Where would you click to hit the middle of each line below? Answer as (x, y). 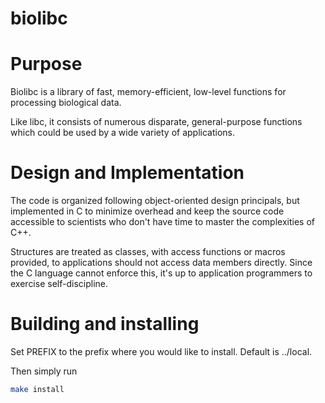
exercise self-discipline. (59, 284)
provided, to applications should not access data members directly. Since (161, 263)
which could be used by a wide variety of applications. (122, 133)
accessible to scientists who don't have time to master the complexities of (162, 222)
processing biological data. (66, 103)
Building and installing (105, 324)
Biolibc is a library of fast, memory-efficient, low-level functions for (148, 92)
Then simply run (44, 371)
